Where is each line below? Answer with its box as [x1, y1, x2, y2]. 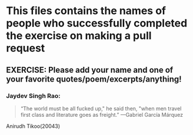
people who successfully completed [6, 16, 188, 30]
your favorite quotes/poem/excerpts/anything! [6, 74, 182, 84]
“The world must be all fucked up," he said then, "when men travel [20, 104, 182, 112]
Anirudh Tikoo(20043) [6, 122, 61, 130]
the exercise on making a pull [6, 29, 152, 42]
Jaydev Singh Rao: [6, 92, 61, 100]
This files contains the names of [6, 4, 167, 18]
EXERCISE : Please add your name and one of [6, 65, 174, 75]
